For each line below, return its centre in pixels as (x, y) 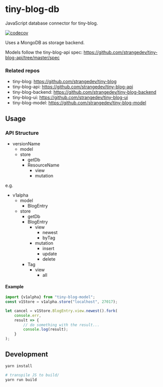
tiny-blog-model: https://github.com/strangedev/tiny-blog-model (79, 103)
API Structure (22, 133)
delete (49, 259)
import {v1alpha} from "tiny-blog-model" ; (50, 297)
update (50, 254)
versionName (26, 143)
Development (27, 354)
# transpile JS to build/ (32, 375)
